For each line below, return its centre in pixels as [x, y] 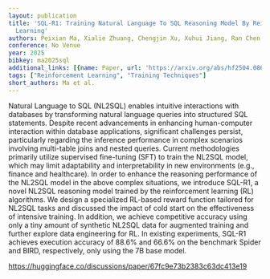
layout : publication [43, 16]
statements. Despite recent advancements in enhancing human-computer [131, 123]
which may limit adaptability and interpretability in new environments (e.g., [131, 165]
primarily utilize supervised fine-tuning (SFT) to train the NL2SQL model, [129, 156]
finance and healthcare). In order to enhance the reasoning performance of [133, 174]
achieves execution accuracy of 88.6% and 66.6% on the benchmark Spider [135, 242]
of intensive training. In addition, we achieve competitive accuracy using [128, 216]
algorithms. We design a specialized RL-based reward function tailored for [131, 199]
